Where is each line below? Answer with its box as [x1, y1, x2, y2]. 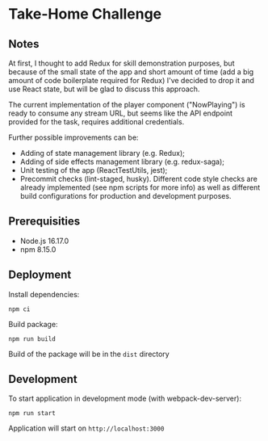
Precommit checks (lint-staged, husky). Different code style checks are [19, 174, 258, 183]
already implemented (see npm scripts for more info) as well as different [19, 183, 261, 192]
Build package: [8, 319, 58, 329]
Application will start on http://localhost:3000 [8, 423, 165, 433]
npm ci [8, 304, 31, 313]
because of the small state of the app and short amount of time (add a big [8, 67, 254, 77]
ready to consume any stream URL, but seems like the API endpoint [8, 108, 232, 118]
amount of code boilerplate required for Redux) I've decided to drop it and [8, 76, 254, 85]
